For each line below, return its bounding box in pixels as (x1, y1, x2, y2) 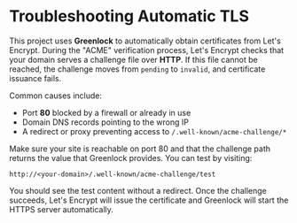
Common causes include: (9, 90, 103, 101)
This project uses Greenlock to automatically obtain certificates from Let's (9, 35, 281, 46)
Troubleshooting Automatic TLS (9, 6, 250, 27)
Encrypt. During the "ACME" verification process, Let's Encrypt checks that (9, 44, 285, 55)
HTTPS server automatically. (9, 204, 113, 214)
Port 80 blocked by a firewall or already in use (21, 107, 191, 118)
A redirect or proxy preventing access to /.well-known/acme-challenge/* (21, 126, 287, 136)
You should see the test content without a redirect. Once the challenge (9, 185, 268, 196)
